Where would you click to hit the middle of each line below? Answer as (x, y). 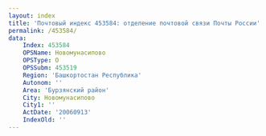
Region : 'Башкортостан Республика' (82, 75)
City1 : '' (39, 105)
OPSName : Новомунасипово (64, 53)
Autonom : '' (43, 82)
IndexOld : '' (45, 120)
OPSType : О (41, 61)
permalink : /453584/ (43, 30)
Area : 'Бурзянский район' (66, 90)
